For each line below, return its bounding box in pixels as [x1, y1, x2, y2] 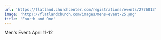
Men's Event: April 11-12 [4, 30, 53, 36]
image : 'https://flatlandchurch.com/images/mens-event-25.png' [4, 12, 137, 17]
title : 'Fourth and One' [4, 16, 56, 21]
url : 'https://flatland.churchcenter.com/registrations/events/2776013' [4, 7, 157, 12]
